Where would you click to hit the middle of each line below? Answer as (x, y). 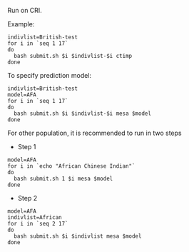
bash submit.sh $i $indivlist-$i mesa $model (83, 114)
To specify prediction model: (49, 75)
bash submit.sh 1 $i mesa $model (63, 178)
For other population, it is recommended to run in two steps (94, 133)
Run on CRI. (25, 10)
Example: (21, 24)
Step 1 (27, 147)
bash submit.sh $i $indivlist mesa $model (78, 236)
